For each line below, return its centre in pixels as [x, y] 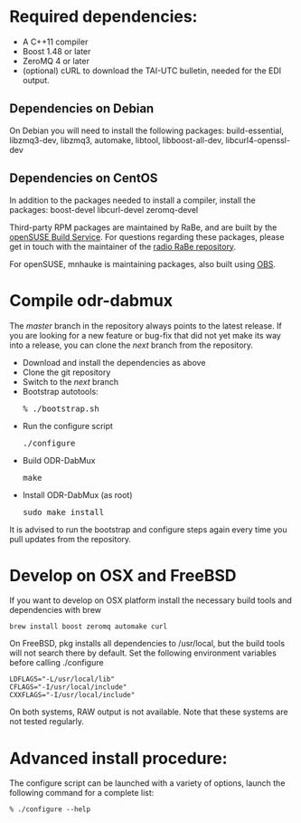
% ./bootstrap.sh [61, 408]
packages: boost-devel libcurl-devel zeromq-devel [104, 209]
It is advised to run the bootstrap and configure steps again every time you [148, 529]
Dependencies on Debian [82, 109]
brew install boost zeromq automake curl [89, 627]
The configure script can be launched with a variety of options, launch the [147, 783]
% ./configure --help [50, 809]
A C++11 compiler [55, 42]
